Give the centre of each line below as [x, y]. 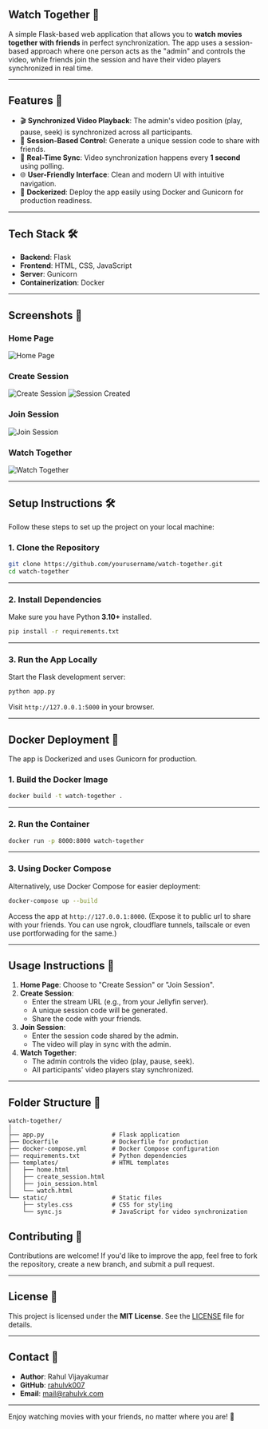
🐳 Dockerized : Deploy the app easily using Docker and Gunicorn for [132, 192]
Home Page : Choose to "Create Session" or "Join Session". [117, 985]
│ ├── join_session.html [53, 1184]
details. [20, 1324]
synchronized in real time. [51, 68]
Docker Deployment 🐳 [64, 739]
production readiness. [56, 200]
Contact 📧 [33, 1357]
